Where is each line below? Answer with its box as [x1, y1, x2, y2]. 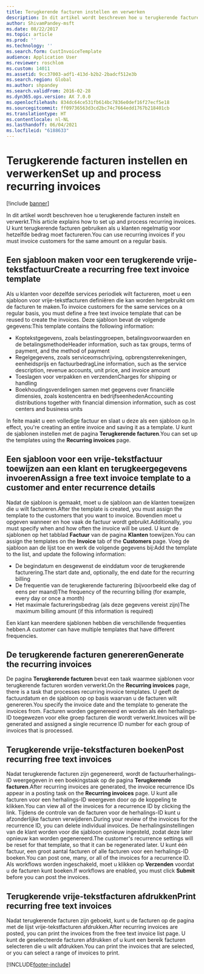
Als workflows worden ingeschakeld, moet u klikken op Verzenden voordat [6, 861, 194, 868]
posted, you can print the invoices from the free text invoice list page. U [6, 930, 186, 937]
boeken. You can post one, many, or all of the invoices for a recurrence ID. [6, 854, 190, 862]
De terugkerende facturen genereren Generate [6, 649, 184, 660]
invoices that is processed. [6, 727, 73, 734]
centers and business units [15, 405, 83, 412]
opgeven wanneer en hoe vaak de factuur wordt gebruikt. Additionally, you [6, 518, 192, 525]
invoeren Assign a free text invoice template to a [6, 473, 191, 483]
